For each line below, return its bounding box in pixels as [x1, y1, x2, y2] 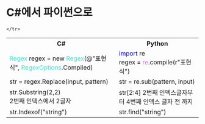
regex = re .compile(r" [118, 58, 181, 66]
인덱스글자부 [159, 88, 193, 97]
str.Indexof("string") [9, 108, 67, 116]
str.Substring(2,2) [9, 88, 61, 96]
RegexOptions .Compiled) [21, 63, 93, 72]
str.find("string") [118, 108, 167, 116]
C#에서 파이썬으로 [6, 5, 93, 19]
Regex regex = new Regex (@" [9, 54, 96, 63]
